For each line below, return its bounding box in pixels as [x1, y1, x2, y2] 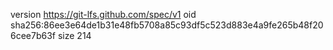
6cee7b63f [10, 30, 57, 41]
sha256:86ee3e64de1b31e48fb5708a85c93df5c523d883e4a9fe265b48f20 [10, 19, 324, 31]
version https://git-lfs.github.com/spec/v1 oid [10, 9, 197, 20]
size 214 [57, 30, 92, 41]
